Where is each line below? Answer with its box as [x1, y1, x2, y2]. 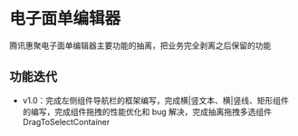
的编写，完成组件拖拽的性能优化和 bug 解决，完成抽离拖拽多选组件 [22, 106, 273, 117]
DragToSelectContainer [22, 116, 111, 127]
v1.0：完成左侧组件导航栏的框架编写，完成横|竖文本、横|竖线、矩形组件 [22, 94, 290, 105]
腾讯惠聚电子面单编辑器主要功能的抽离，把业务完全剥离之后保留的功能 [9, 40, 272, 51]
